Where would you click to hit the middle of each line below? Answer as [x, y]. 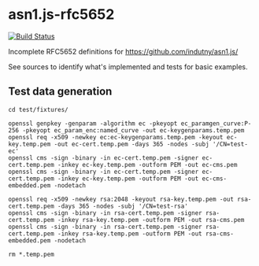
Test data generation [60, 92]
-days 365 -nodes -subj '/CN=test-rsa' [123, 206]
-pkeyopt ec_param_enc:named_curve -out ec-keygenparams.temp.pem [133, 130]
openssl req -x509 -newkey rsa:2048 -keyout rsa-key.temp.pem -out [121, 199]
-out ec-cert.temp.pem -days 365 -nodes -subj [132, 144]
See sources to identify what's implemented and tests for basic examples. [128, 66]
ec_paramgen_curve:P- [216, 124]
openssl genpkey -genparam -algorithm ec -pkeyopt [93, 124]
